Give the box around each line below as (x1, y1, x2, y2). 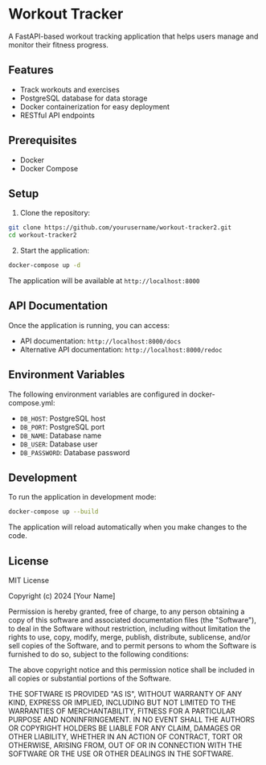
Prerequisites (8, 134, 77, 147)
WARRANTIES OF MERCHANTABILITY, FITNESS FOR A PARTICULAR (8, 706, 235, 716)
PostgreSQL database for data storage (19, 93, 148, 103)
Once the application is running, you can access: (8, 320, 170, 330)
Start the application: (19, 246, 90, 256)
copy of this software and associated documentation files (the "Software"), (8, 615, 257, 625)
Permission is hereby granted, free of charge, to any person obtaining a (8, 607, 245, 616)
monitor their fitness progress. (8, 39, 108, 49)
